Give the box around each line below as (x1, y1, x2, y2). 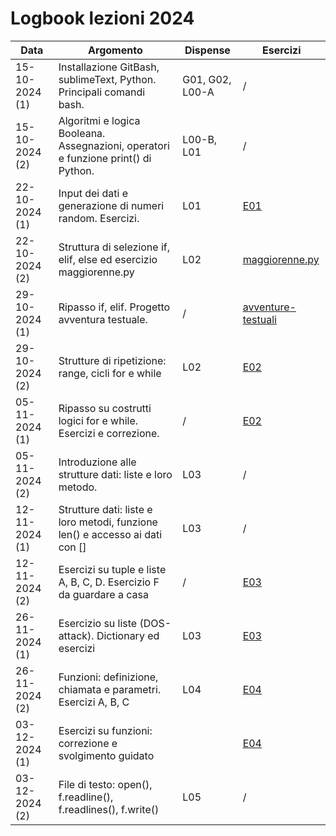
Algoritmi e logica (58, 113, 141, 127)
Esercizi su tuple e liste (58, 562, 167, 576)
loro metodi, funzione (58, 515, 158, 529)
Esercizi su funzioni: (58, 723, 153, 737)
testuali (242, 312, 277, 326)
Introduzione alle (58, 455, 137, 469)
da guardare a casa (58, 587, 149, 601)
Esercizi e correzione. (58, 426, 160, 440)
